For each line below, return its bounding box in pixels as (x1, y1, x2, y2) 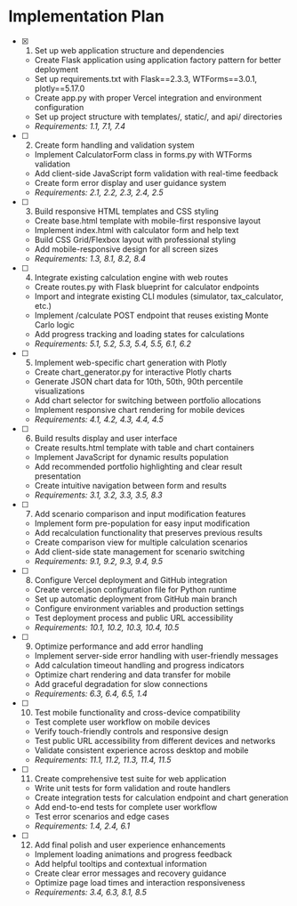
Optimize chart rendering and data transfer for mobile (34, 669, 231, 680)
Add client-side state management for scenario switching (34, 546, 245, 557)
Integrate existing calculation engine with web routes (34, 271, 229, 282)
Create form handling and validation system (34, 140, 195, 150)
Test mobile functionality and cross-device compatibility (34, 707, 241, 717)
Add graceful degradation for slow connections (34, 678, 208, 689)
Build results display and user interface (34, 433, 178, 443)
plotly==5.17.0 (34, 83, 85, 93)
